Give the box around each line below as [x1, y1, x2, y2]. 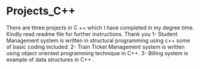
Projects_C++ [6, 4, 76, 18]
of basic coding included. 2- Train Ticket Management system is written [6, 43, 185, 50]
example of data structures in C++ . [6, 56, 95, 63]
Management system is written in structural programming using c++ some [6, 37, 190, 44]
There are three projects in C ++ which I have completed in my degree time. [6, 24, 195, 31]
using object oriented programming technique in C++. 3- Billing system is [6, 49, 189, 56]
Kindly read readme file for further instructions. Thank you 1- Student [6, 30, 178, 37]
